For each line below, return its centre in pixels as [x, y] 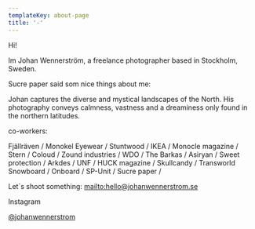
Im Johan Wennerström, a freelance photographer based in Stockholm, [123, 60]
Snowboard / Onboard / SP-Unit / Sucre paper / [85, 171]
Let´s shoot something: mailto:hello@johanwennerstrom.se [103, 186]
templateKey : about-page [49, 15]
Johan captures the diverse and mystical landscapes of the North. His [121, 99]
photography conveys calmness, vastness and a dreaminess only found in [128, 107]
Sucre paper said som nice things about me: [80, 84]
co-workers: [28, 131]
